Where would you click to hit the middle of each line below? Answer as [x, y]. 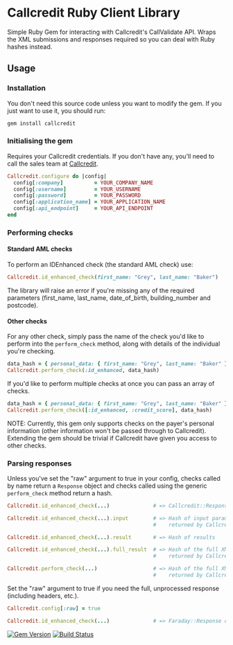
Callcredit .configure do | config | [57, 176]
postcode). [23, 305]
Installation [27, 88]
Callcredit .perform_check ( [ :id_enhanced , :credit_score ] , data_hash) [110, 410]
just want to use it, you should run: [57, 111]
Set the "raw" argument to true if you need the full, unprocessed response [113, 588]
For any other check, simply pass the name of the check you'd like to [106, 337]
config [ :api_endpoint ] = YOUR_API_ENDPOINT [84, 209]
